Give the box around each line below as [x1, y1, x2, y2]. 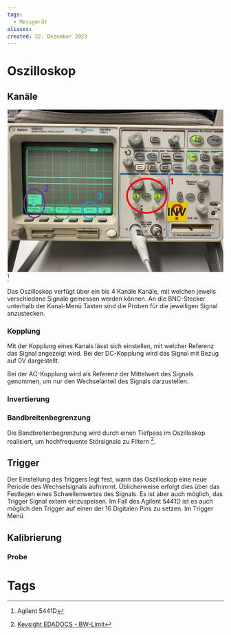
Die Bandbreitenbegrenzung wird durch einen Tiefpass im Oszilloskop [7, 429, 206, 437]
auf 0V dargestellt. [7, 356, 60, 365]
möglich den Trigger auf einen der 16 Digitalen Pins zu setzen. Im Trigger [7, 504, 214, 513]
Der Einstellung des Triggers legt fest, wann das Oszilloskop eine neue [7, 475, 208, 484]
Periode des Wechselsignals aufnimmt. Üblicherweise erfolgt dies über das [7, 482, 220, 491]
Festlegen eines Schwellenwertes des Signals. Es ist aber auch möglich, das [7, 490, 223, 498]
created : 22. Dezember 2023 [7, 33, 88, 40]
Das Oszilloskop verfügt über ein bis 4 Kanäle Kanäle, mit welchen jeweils [7, 288, 217, 296]
